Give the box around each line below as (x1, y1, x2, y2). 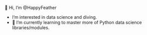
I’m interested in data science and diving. (12, 14, 97, 20)
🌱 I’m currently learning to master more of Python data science (12, 20, 142, 25)
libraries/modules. (12, 25, 50, 31)
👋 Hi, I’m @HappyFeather (5, 5, 57, 10)
